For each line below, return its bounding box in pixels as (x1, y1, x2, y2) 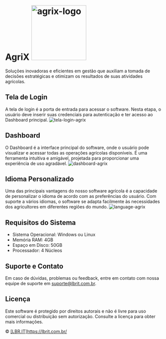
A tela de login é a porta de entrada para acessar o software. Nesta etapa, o (5, 106, 161, 112)
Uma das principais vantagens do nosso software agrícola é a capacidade (5, 188, 158, 194)
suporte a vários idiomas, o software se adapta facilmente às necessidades (5, 198, 161, 204)
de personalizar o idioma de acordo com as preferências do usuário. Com (5, 193, 157, 199)
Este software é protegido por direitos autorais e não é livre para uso (5, 308, 146, 314)
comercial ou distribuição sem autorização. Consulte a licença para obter (5, 313, 156, 319)
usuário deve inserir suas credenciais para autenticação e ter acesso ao (5, 111, 153, 117)
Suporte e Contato (5, 262, 64, 270)
